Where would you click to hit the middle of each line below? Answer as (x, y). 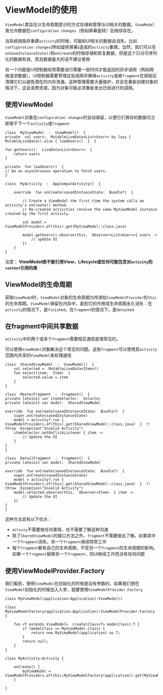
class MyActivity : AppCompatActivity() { (53, 184)
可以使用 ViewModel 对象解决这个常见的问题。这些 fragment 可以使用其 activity (81, 349)
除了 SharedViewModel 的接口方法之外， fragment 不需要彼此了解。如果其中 (84, 536)
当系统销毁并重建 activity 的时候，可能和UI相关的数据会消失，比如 (71, 41)
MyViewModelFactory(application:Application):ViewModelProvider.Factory (80, 612)
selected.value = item (45, 377)
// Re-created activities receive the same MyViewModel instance (90, 209)
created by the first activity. (38, 213)
